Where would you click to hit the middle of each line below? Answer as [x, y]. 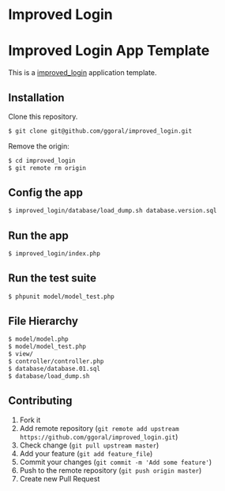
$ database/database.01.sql [54, 368]
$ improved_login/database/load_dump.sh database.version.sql [112, 211]
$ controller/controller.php [56, 361]
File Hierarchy [43, 321]
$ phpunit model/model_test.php [61, 296]
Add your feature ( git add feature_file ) [86, 453]
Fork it [30, 420]
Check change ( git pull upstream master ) [89, 445]
